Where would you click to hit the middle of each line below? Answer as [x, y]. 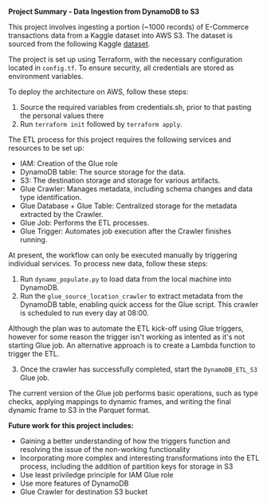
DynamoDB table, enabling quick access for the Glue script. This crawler [139, 305]
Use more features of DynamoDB [74, 483]
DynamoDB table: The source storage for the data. [102, 172]
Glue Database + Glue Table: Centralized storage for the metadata [128, 206]
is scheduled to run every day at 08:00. [84, 313]
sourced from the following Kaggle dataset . [79, 44]
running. [33, 240]
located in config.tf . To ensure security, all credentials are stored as [121, 68]
